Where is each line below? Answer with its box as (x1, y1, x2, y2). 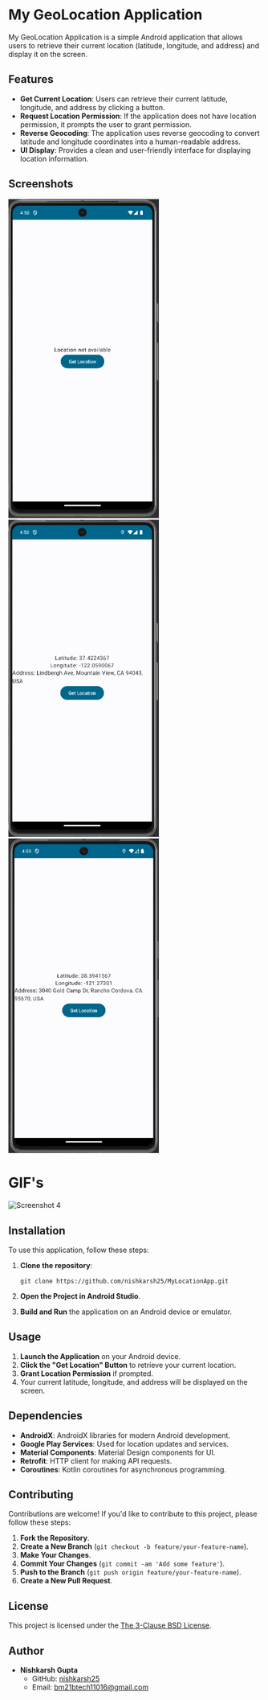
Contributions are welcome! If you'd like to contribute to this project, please (8, 1509, 258, 1519)
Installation (8, 1224, 66, 1238)
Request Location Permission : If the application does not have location (19, 111, 257, 121)
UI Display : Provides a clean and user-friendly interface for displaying (19, 145, 251, 154)
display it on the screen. (8, 49, 88, 59)
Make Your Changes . (19, 1550, 91, 1560)
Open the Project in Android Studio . (19, 1291, 141, 1300)
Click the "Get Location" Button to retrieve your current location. (19, 1360, 237, 1369)
